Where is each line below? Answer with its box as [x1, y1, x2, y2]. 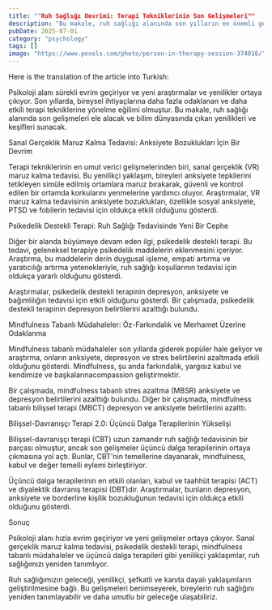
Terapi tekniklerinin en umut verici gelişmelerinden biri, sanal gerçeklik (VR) [8, 162, 260, 171]
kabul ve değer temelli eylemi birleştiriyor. [8, 460, 147, 470]
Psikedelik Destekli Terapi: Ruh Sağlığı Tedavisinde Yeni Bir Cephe [8, 221, 229, 230]
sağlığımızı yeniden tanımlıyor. [8, 559, 109, 569]
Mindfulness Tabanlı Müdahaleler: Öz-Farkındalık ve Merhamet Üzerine [8, 320, 246, 329]
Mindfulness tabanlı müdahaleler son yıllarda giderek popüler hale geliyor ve [8, 344, 263, 354]
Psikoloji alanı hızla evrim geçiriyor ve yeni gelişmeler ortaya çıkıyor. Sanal [8, 533, 255, 543]
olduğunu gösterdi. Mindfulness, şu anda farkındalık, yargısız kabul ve [8, 362, 242, 371]
